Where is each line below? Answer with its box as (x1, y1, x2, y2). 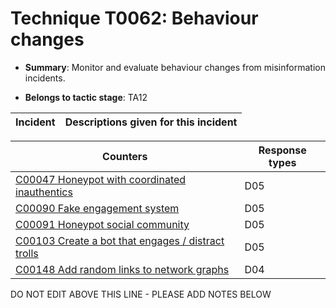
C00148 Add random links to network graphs (15, 262, 230, 276)
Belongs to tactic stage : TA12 (24, 91, 148, 103)
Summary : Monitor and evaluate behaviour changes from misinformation (24, 61, 326, 73)
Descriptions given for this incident (64, 115, 238, 129)
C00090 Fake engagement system (15, 201, 180, 215)
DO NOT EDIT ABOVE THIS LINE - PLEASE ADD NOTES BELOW (10, 288, 272, 300)
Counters (102, 149, 148, 163)
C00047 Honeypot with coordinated (15, 172, 187, 186)
